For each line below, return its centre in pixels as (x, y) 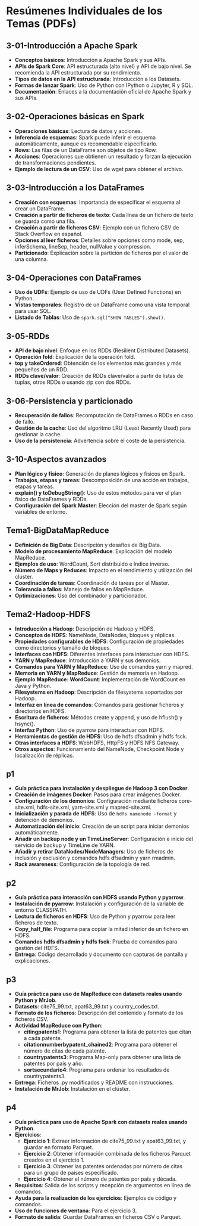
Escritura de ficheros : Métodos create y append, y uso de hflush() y (99, 717)
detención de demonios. (44, 820)
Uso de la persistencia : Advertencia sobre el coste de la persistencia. (100, 441)
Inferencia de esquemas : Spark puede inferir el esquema (85, 137)
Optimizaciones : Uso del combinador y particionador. (81, 595)
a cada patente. (43, 1038)
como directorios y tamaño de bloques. (63, 647)
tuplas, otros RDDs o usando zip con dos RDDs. (73, 382)
